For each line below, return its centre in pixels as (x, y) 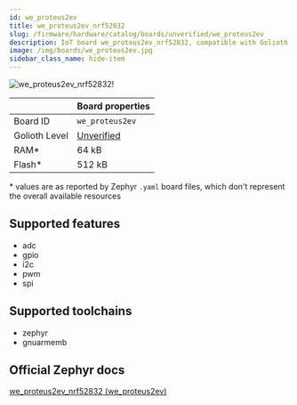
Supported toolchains (71, 311)
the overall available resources (65, 196)
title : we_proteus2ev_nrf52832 (67, 26)
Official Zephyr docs (67, 370)
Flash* (28, 164)
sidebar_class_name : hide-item (67, 59)
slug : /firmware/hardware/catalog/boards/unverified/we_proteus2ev (137, 34)
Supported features (65, 224)
